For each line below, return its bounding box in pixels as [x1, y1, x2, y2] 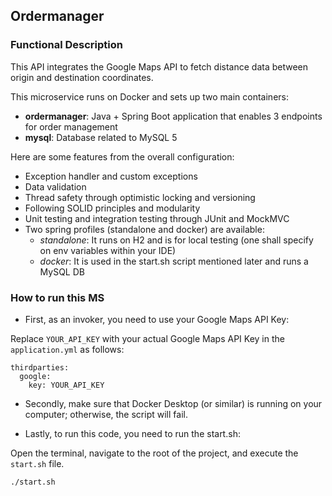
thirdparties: [10, 362, 70, 373]
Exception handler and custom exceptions [24, 170, 198, 182]
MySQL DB [39, 265, 85, 278]
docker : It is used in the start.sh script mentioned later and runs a [39, 255, 309, 267]
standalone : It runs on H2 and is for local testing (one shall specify [39, 234, 314, 246]
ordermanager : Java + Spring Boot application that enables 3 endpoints [24, 110, 323, 122]
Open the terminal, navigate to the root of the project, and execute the [10, 447, 299, 459]
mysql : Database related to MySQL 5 [24, 131, 178, 143]
